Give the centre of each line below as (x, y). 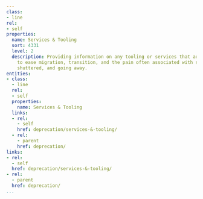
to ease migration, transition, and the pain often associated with (105, 62)
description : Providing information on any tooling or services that (101, 57)
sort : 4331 (25, 46)
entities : (19, 74)
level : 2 (23, 51)
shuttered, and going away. (52, 68)
